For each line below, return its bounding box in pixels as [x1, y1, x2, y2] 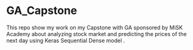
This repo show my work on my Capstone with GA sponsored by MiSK [6, 24, 183, 31]
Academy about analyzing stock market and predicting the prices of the [6, 30, 188, 37]
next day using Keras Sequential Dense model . [6, 37, 125, 44]
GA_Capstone [6, 4, 78, 18]
